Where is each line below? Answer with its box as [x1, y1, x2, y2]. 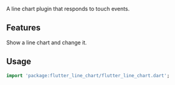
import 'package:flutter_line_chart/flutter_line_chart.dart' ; [6, 72, 170, 78]
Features [6, 22, 41, 33]
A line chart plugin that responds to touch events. [6, 5, 130, 12]
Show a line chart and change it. [6, 39, 87, 46]
